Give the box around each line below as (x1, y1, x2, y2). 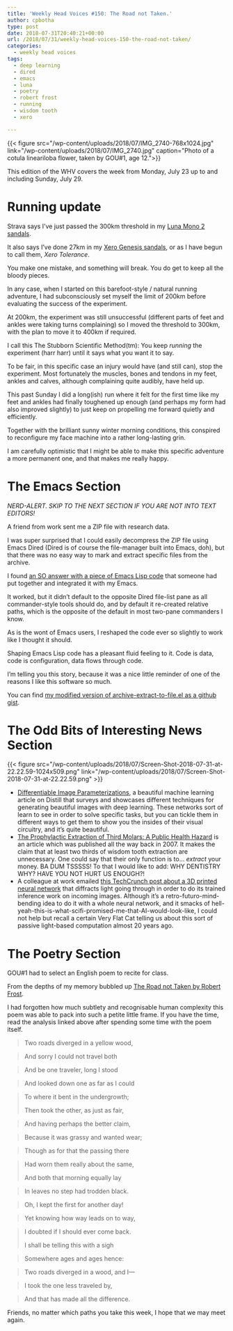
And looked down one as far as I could (24, 1079, 135, 1087)
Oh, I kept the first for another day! (24, 1201, 124, 1209)
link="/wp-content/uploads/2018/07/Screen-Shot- (81, 767, 225, 776)
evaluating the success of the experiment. (7, 299, 128, 308)
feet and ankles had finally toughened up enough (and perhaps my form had (7, 397, 226, 406)
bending (17, 899, 42, 908)
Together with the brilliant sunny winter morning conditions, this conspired (7, 426, 220, 434)
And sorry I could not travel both (24, 1052, 118, 1061)
